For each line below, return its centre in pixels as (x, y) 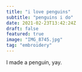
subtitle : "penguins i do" (40, 17)
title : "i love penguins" (38, 12)
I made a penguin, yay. (34, 62)
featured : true (25, 34)
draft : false (22, 28)
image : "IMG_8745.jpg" (34, 40)
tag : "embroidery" (29, 46)
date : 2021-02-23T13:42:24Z (41, 23)
